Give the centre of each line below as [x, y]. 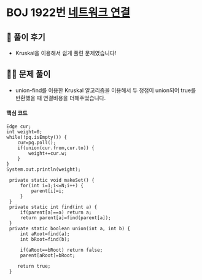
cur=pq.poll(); [37, 143]
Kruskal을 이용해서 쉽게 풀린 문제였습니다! [66, 53]
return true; [34, 266]
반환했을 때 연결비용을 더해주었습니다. [60, 98]
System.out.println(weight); [44, 169]
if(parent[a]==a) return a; [56, 212]
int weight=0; [25, 132]
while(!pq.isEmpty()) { [37, 138]
